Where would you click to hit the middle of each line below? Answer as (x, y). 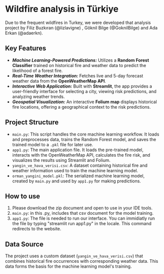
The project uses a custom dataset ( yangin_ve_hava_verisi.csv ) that (74, 256)
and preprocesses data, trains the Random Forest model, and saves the (84, 139)
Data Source (24, 244)
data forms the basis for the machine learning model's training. (69, 266)
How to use (23, 196)
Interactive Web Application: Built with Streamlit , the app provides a (82, 86)
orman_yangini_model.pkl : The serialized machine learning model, (78, 176)
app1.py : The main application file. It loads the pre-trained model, (78, 150)
